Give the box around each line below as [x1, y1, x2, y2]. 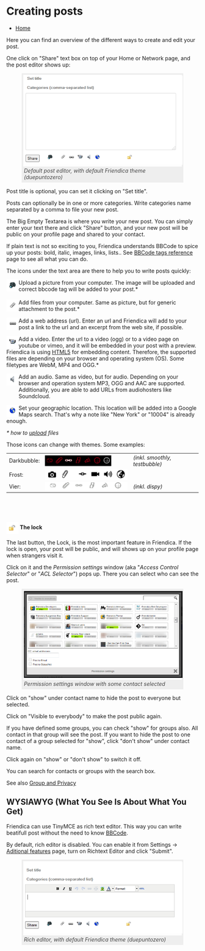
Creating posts [6, 4, 84, 18]
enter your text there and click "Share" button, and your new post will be [6, 224, 189, 232]
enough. [6, 418, 27, 425]
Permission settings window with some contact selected [24, 680, 166, 687]
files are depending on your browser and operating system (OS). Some [6, 355, 184, 362]
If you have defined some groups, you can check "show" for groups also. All [6, 724, 198, 732]
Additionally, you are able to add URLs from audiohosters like [18, 386, 172, 394]
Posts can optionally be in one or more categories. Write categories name [6, 199, 192, 207]
